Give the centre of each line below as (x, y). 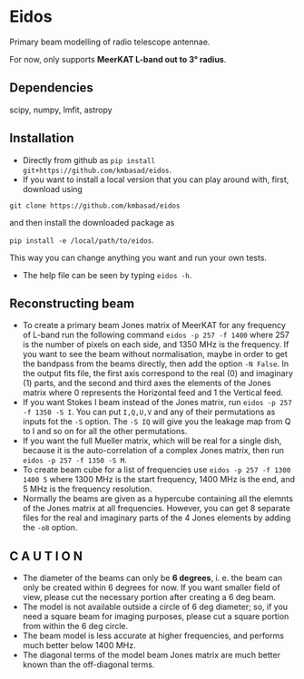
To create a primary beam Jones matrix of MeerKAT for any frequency (154, 325)
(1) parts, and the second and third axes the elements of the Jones (147, 383)
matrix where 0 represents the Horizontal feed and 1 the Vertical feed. (153, 393)
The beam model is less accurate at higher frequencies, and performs (153, 635)
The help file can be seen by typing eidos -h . (107, 275)
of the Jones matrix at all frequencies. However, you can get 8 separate (156, 509)
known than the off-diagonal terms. (88, 664)
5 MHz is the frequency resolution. (87, 489)
